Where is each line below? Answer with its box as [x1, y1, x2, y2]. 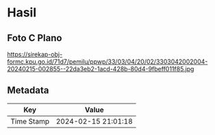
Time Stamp [10, 116, 50, 126]
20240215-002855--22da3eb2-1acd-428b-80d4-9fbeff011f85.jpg [7, 65, 194, 73]
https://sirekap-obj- [7, 50, 63, 58]
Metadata [7, 84, 49, 97]
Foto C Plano [7, 32, 62, 44]
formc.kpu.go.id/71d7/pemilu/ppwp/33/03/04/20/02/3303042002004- [7, 58, 208, 66]
